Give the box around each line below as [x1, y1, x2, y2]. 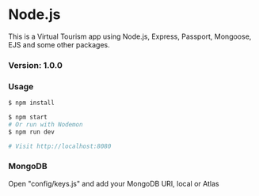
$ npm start [8, 113, 48, 122]
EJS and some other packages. [8, 40, 111, 49]
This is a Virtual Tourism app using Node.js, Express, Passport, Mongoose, [8, 32, 252, 41]
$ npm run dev [8, 128, 55, 136]
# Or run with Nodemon [8, 120, 83, 128]
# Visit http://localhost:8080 [8, 142, 112, 150]
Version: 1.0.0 [8, 59, 63, 70]
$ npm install [8, 99, 55, 107]
